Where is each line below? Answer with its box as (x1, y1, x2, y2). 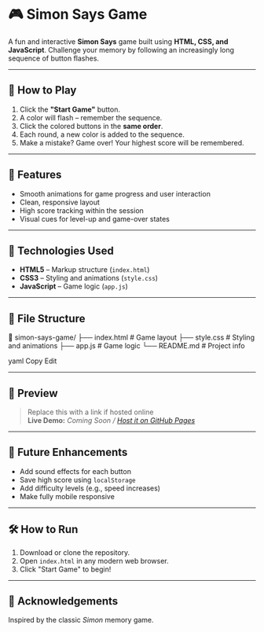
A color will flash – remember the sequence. (19, 112, 163, 122)
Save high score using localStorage (19, 475, 136, 484)
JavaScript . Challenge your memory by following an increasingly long (8, 45, 234, 54)
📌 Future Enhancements (8, 446, 128, 459)
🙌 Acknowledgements (8, 594, 119, 608)
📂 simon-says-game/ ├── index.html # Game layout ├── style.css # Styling (8, 333, 255, 342)
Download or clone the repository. (19, 547, 130, 557)
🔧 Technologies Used (8, 244, 114, 257)
